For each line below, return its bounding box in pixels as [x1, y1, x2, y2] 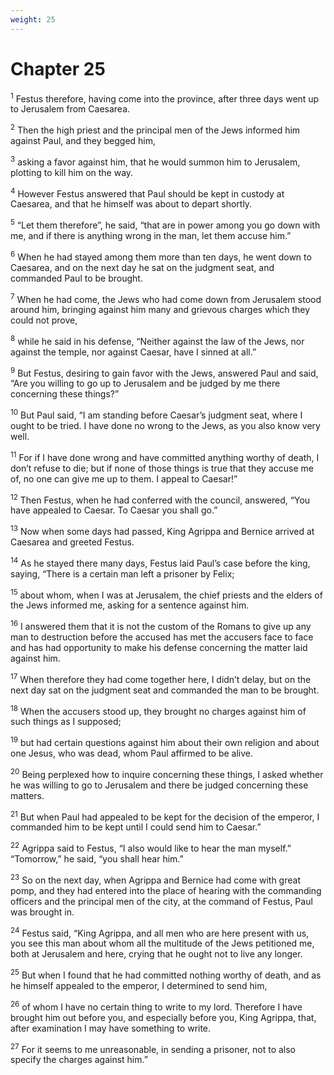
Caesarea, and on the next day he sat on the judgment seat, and [10, 261, 275, 273]
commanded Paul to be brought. [10, 272, 143, 284]
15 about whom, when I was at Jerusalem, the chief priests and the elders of [10, 587, 323, 601]
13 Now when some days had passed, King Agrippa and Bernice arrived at [10, 524, 315, 538]
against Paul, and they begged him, [10, 134, 157, 146]
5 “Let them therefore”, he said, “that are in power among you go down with [10, 217, 321, 231]
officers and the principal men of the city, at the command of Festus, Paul [10, 895, 313, 907]
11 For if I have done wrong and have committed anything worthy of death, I [10, 450, 320, 463]
